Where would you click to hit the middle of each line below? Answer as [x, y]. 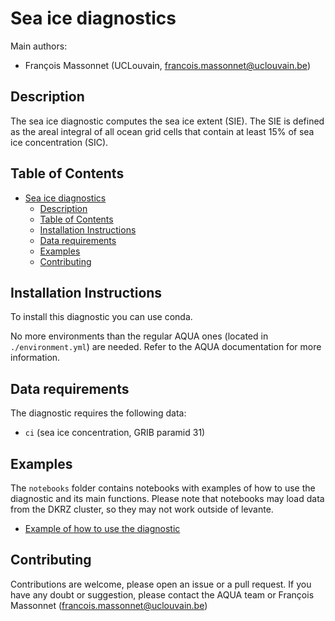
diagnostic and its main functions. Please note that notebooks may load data [167, 498]
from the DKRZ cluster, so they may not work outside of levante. [142, 509]
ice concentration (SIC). [59, 142]
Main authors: [39, 46]
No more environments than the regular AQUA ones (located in [139, 336]
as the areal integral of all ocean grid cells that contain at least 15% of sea [162, 131]
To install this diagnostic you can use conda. [101, 317]
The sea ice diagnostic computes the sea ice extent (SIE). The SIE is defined [167, 121]
